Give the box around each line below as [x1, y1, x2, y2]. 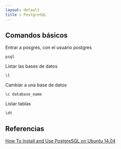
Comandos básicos [5, 31, 68, 40]
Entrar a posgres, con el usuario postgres [5, 44, 92, 51]
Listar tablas [5, 101, 32, 107]
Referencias [5, 124, 45, 133]
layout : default [5, 7, 40, 13]
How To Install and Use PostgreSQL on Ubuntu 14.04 [5, 138, 116, 144]
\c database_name [5, 92, 42, 97]
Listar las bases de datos [5, 63, 57, 69]
